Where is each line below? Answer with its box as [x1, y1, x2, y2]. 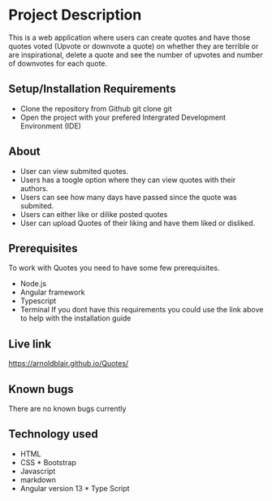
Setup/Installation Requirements [8, 82, 176, 96]
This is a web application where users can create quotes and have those [8, 33, 251, 42]
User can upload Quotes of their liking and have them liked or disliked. [19, 218, 256, 228]
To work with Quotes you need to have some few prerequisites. [8, 263, 220, 273]
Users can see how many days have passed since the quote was [19, 192, 237, 202]
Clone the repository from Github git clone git [19, 103, 172, 113]
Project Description [8, 6, 142, 24]
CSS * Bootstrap [19, 457, 76, 467]
